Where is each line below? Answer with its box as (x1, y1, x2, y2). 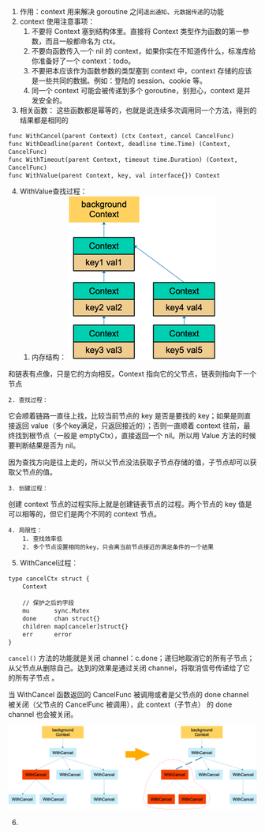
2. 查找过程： (8, 396, 49, 404)
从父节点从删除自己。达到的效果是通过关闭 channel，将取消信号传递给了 (8, 663, 244, 673)
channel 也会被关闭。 (8, 710, 78, 719)
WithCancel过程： (19, 558, 79, 567)
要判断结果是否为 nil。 (8, 441, 80, 450)
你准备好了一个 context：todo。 (31, 56, 136, 66)
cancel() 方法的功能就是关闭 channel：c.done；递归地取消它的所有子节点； (8, 654, 255, 662)
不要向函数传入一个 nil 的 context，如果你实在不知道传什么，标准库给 (31, 47, 256, 55)
